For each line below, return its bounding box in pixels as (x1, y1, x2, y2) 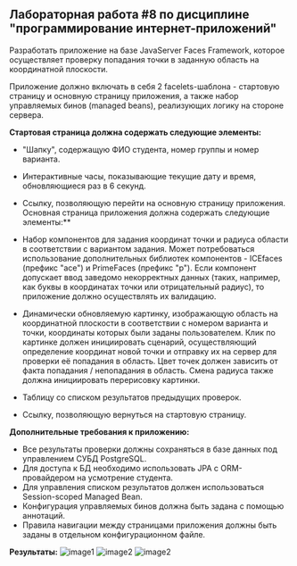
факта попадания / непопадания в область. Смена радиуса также (21, 365, 274, 376)
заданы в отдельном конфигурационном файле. (21, 529, 206, 539)
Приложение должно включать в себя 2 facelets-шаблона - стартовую (9, 80, 280, 92)
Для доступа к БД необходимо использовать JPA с (21, 462, 219, 473)
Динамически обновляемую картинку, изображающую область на (21, 308, 278, 319)
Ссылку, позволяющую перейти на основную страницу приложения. (21, 197, 286, 208)
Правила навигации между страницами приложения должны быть (21, 520, 277, 530)
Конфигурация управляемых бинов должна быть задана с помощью (21, 500, 285, 512)
